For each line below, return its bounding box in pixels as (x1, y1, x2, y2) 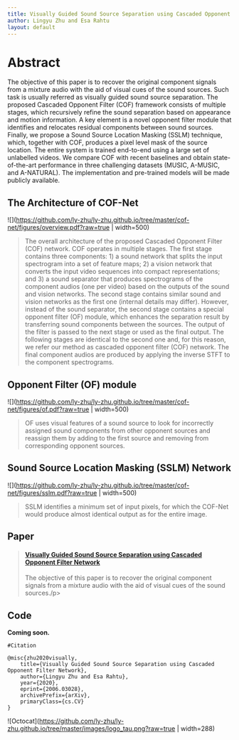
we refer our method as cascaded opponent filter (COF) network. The (24, 343, 230, 351)
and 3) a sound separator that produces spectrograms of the (24, 275, 203, 283)
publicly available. (7, 176, 60, 185)
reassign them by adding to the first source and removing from (24, 433, 209, 442)
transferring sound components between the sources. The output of (24, 320, 225, 329)
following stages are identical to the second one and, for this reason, (24, 335, 226, 344)
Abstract (7, 54, 60, 70)
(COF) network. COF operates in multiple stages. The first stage (24, 245, 213, 253)
